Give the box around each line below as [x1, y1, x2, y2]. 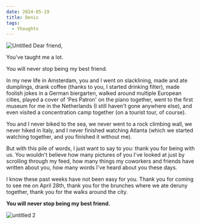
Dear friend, [32, 42, 63, 49]
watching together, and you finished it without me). [6, 133, 132, 141]
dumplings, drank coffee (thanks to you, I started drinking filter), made [6, 83, 180, 91]
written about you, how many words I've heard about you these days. [6, 164, 178, 171]
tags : [6, 20, 20, 26]
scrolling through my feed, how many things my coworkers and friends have [6, 157, 194, 165]
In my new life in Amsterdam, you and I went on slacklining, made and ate [6, 77, 188, 84]
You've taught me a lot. [6, 53, 64, 61]
